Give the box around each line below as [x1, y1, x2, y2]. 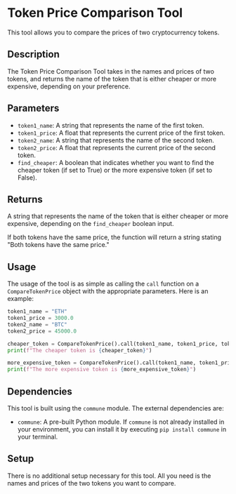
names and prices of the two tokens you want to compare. [7, 479, 176, 487]
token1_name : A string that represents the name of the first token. [17, 121, 204, 129]
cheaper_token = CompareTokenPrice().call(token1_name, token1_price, [7, 340, 218, 347]
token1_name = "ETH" [7, 308, 68, 315]
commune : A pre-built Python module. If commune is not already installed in [17, 418, 225, 426]
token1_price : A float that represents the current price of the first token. [17, 128, 225, 137]
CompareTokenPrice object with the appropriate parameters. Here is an [7, 287, 209, 295]
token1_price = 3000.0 [7, 314, 74, 322]
